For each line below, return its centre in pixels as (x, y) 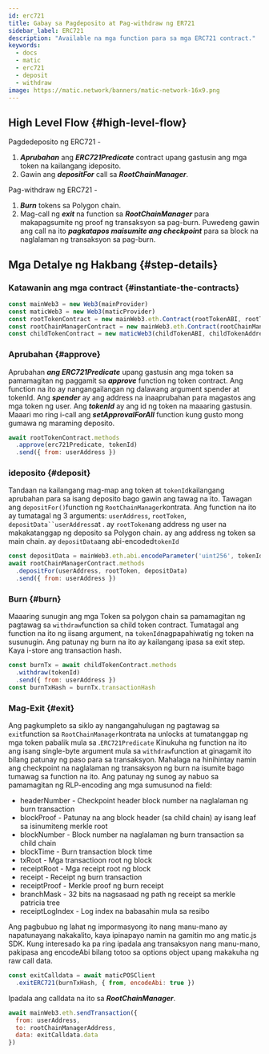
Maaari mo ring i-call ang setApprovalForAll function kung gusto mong (126, 414)
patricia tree (40, 903)
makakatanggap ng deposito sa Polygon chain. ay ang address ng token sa (132, 533)
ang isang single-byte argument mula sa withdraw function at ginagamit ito (130, 751)
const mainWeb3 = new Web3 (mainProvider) (78, 304)
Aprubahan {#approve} (55, 355)
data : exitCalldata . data (57, 1035)
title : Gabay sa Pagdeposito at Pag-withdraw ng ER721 (102, 23)
